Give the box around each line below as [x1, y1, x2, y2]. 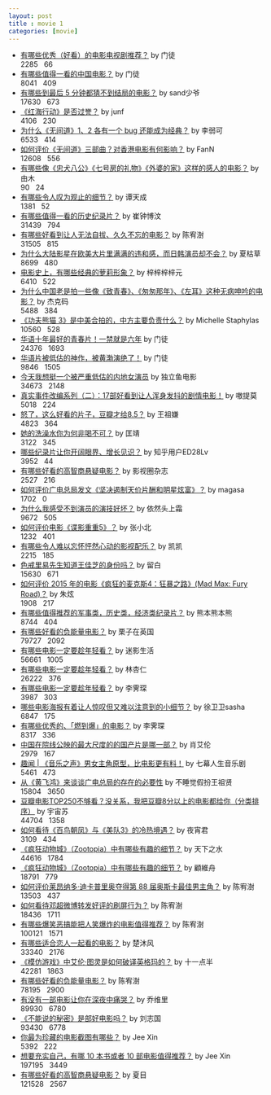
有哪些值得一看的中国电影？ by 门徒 [20, 69, 140, 79]
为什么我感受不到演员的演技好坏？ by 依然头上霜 [20, 504, 183, 514]
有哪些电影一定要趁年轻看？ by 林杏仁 [20, 664, 147, 674]
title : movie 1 [8, 20, 63, 28]
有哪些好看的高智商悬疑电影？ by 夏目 [20, 1070, 147, 1080]
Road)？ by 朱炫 [20, 589, 75, 599]
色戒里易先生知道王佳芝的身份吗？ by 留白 [20, 560, 161, 570]
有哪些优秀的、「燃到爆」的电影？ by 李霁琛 [20, 721, 165, 731]
